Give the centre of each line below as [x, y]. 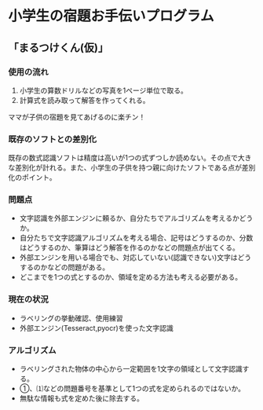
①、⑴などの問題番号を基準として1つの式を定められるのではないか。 [132, 389]
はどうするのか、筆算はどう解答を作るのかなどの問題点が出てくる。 [129, 247]
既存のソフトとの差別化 [52, 139]
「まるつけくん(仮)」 [58, 48]
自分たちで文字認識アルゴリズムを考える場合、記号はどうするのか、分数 [136, 238]
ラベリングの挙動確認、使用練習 [71, 318]
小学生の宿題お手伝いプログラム [111, 16]
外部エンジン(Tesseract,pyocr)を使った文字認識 [97, 328]
